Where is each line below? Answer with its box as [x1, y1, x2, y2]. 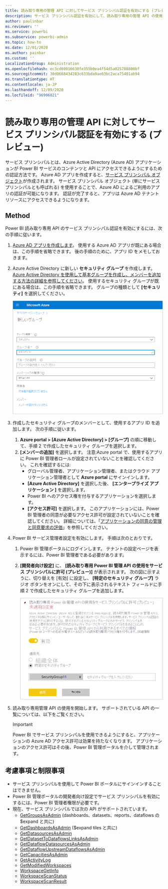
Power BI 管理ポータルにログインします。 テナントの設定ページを [19, 545, 154, 551]
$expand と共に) [19, 818, 54, 824]
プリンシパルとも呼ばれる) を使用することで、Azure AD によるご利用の [5, 184, 151, 190]
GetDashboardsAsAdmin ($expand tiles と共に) [19, 824, 117, 830]
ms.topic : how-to [5, 40, 41, 45]
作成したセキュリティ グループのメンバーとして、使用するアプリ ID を [12, 419, 156, 425]
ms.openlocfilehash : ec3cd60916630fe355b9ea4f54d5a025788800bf [5, 66, 140, 71]
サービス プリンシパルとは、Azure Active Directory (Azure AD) [5, 159, 134, 165]
